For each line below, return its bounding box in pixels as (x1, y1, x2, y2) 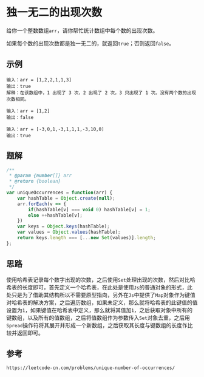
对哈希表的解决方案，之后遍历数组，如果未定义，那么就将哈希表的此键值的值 (6, 299, 198, 306)
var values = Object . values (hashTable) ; (17, 229, 121, 236)
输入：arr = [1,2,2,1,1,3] (6, 76, 72, 83)
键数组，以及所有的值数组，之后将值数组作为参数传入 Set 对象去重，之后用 (6, 314, 190, 321)
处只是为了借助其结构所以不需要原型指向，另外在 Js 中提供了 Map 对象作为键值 (6, 291, 195, 298)
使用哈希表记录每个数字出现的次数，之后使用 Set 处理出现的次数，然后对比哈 (6, 276, 195, 283)
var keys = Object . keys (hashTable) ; (17, 223, 110, 229)
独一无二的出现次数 (6, 5, 103, 19)
